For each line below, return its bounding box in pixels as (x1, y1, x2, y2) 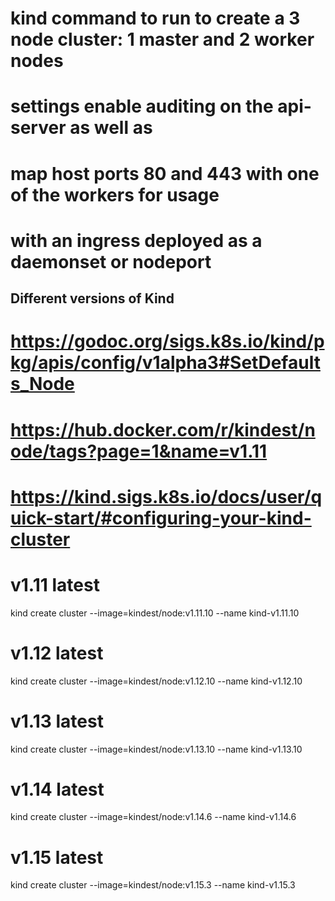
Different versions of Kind (10, 290, 175, 307)
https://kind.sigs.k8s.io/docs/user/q (10, 485, 323, 508)
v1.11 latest (10, 573, 100, 596)
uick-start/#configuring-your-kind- (10, 507, 312, 529)
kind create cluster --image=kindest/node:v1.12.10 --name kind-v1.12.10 (10, 675, 303, 687)
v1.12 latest (10, 642, 104, 664)
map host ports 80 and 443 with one (10, 162, 320, 185)
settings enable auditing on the (10, 95, 274, 118)
